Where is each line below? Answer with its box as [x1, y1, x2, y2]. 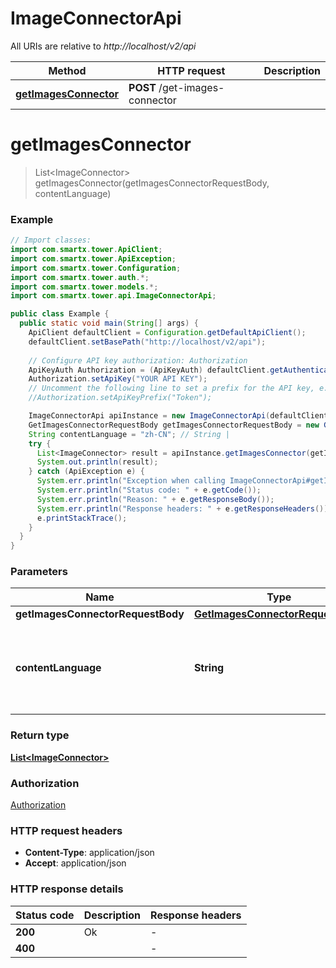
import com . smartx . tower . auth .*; [10, 272, 150, 282]
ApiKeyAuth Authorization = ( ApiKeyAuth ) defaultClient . [28, 365, 271, 375]
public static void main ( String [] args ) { [19, 318, 199, 329]
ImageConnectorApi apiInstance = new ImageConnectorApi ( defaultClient [28, 411, 329, 421]
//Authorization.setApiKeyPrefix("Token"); [28, 393, 213, 403]
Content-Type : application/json [24, 847, 155, 859]
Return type [10, 728, 70, 742]
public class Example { [10, 309, 110, 319]
